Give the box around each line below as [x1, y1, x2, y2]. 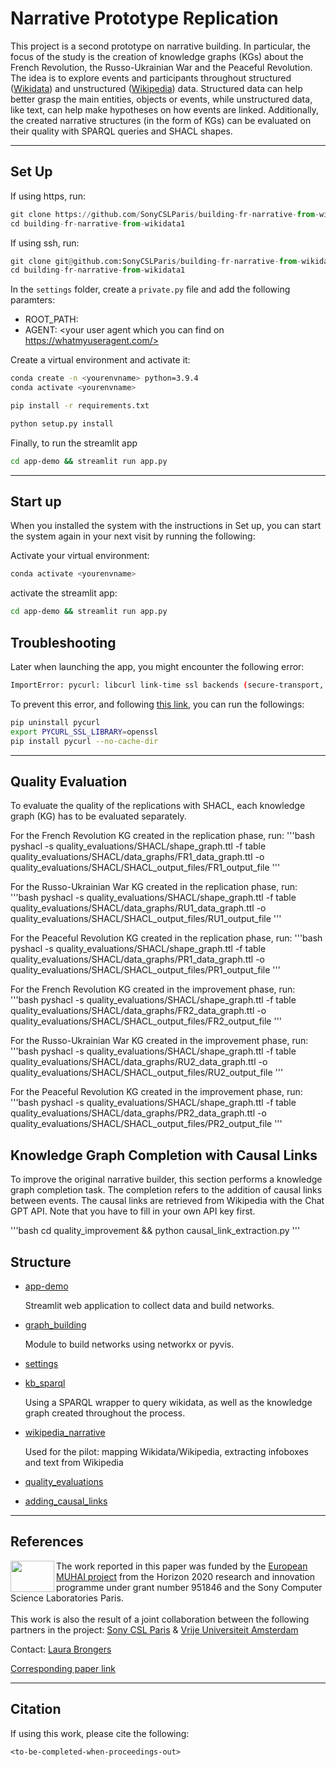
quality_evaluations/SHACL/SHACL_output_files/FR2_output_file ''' [10, 1015, 283, 1027]
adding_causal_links [24, 1495, 108, 1507]
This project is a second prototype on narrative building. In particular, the [10, 40, 311, 52]
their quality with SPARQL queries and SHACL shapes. [10, 125, 233, 137]
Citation [10, 1701, 62, 1718]
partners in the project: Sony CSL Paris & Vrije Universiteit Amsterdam [10, 1623, 299, 1636]
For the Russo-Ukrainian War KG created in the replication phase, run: [10, 881, 298, 893]
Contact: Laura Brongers [10, 1643, 112, 1655]
